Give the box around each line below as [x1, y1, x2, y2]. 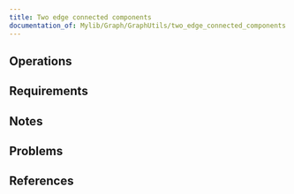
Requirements [9, 84, 88, 99]
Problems [9, 144, 64, 159]
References [9, 174, 74, 189]
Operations [9, 54, 72, 69]
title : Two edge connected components [9, 12, 152, 22]
